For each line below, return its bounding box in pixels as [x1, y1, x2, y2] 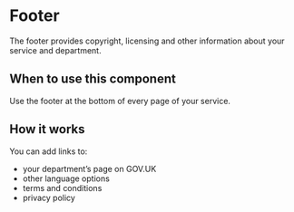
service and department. [9, 44, 102, 55]
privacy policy [22, 192, 75, 203]
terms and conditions [22, 182, 103, 193]
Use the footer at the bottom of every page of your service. [9, 95, 231, 106]
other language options [22, 173, 111, 184]
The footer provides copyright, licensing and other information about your [9, 35, 285, 46]
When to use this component [9, 72, 177, 87]
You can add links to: [9, 146, 88, 157]
